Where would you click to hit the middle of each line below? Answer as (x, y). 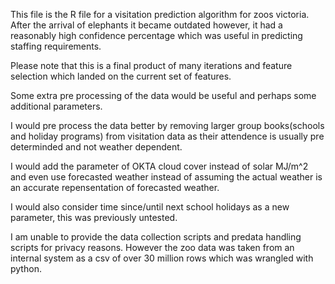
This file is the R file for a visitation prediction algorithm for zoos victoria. (160, 14)
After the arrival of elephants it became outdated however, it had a (146, 25)
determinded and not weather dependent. (96, 147)
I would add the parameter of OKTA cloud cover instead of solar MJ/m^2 (159, 166)
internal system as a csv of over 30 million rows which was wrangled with (162, 258)
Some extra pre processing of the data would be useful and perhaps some (163, 95)
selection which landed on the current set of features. (121, 76)
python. (26, 268)
